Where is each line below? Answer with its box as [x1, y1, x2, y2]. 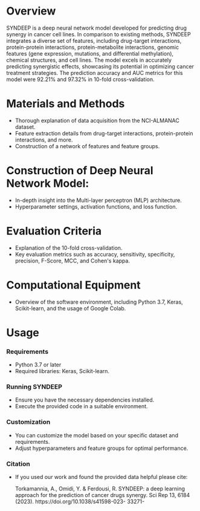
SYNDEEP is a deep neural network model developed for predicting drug [6, 24, 187, 31]
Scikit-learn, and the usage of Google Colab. [15, 304, 126, 312]
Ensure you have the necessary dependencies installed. [15, 396, 155, 403]
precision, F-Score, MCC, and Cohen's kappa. [15, 257, 130, 264]
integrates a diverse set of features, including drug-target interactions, [6, 37, 182, 44]
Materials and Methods [6, 97, 125, 111]
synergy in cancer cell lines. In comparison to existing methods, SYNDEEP [6, 30, 192, 37]
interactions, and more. [15, 136, 73, 143]
